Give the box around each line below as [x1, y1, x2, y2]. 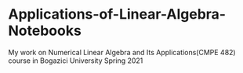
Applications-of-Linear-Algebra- [8, 5, 226, 23]
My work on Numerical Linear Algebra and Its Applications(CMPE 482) [8, 47, 237, 57]
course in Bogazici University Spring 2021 [8, 56, 143, 65]
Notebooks [8, 22, 82, 40]
